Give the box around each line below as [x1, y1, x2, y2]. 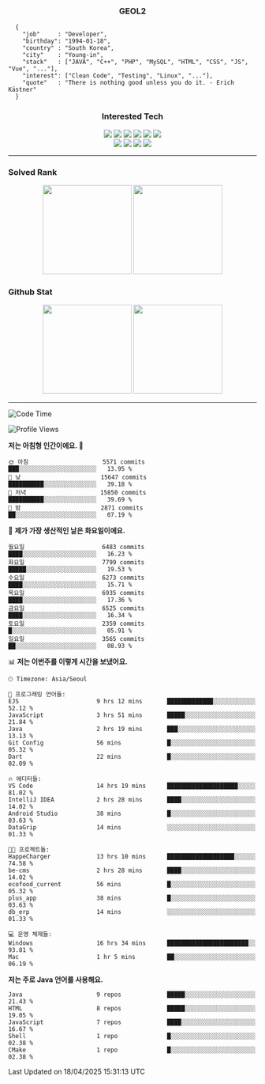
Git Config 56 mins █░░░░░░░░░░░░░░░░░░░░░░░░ [8, 739, 256, 747]
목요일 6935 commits [8, 589, 145, 597]
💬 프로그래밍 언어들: [8, 691, 66, 699]
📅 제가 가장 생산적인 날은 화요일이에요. [8, 526, 126, 536]
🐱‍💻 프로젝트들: [8, 846, 50, 854]
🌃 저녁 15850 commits [8, 489, 147, 497]
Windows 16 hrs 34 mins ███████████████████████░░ [8, 939, 256, 947]
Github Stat [8, 286, 53, 298]
